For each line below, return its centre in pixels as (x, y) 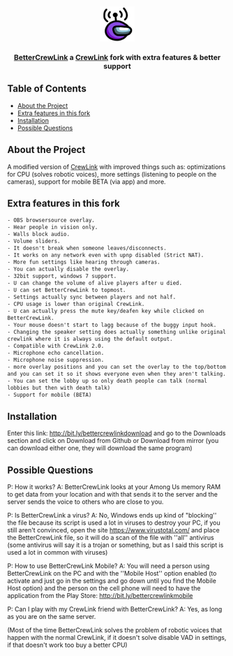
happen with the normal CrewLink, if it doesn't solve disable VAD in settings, (117, 637)
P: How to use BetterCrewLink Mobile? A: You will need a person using (108, 566)
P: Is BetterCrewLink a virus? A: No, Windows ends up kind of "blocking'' (112, 515)
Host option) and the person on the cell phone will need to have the (104, 588)
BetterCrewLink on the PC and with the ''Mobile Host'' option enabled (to (112, 573)
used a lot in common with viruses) (58, 552)
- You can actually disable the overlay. (68, 269)
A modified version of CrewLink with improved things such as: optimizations (116, 166)
